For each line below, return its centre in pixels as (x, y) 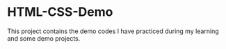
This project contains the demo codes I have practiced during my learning (113, 31)
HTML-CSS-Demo (60, 12)
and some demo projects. (44, 38)
